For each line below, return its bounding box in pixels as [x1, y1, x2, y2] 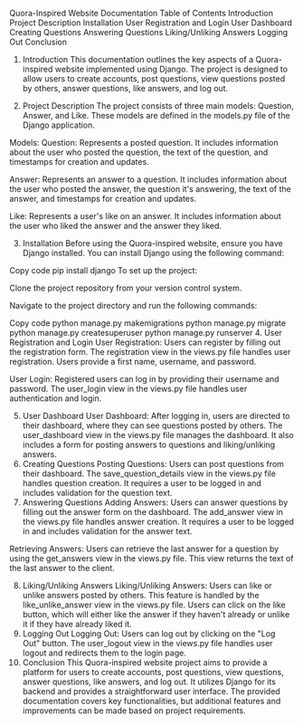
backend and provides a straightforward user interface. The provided [22, 686, 280, 696]
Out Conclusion [9, 36, 68, 47]
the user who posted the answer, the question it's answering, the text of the [9, 184, 291, 194]
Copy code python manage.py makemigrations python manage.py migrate [9, 318, 287, 329]
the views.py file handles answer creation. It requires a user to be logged [22, 516, 295, 527]
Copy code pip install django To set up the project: [9, 265, 197, 275]
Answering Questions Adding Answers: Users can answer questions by [22, 497, 289, 508]
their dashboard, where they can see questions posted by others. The [22, 420, 283, 431]
